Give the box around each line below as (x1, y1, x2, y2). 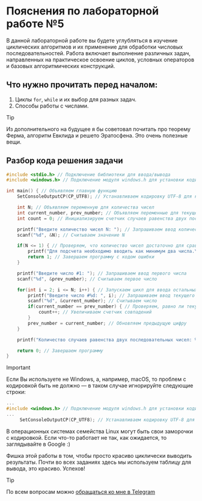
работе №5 (6, 17, 64, 31)
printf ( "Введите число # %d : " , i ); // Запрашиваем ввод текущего (28, 293, 195, 299)
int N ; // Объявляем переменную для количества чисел (17, 204, 155, 211)
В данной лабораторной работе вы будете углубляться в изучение (6, 37, 178, 44)
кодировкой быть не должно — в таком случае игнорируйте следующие (6, 382, 194, 389)
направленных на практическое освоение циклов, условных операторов (6, 56, 194, 63)
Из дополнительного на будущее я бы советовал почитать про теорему (6, 125, 191, 133)
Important (6, 364, 31, 371)
